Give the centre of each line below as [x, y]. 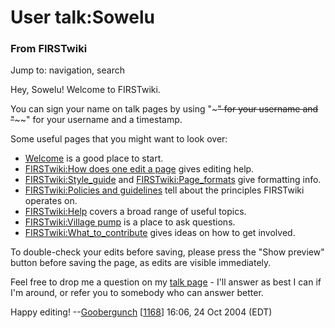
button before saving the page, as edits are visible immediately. [141, 263]
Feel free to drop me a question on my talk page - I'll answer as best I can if [166, 282]
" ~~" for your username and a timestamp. [96, 120]
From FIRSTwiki [49, 49]
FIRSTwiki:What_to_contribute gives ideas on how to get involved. [160, 233]
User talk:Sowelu [82, 17]
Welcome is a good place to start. [94, 158]
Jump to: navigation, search [67, 70]
